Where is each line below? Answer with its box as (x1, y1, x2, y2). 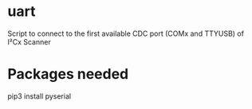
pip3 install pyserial (7, 91, 72, 101)
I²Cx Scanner (7, 37, 51, 46)
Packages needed (7, 65, 129, 84)
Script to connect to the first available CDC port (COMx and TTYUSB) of (7, 29, 245, 38)
